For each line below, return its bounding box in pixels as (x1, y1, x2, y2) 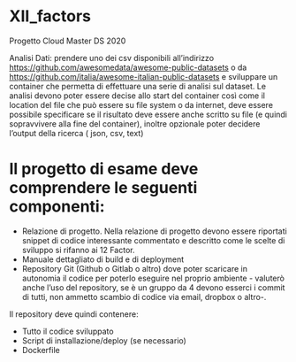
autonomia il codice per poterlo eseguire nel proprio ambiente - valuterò (21, 273, 285, 283)
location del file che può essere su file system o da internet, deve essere (9, 99, 274, 110)
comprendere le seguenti (9, 178, 198, 198)
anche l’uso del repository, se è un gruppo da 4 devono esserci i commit (21, 281, 285, 293)
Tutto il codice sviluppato (21, 326, 114, 336)
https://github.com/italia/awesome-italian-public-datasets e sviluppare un (9, 71, 278, 81)
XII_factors (9, 6, 91, 27)
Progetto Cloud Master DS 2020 (9, 35, 126, 46)
